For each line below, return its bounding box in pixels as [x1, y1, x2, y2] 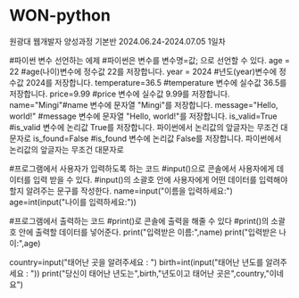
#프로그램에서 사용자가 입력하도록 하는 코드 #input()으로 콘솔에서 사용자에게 [9, 162, 275, 174]
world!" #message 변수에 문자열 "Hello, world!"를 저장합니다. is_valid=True [9, 111, 278, 121]
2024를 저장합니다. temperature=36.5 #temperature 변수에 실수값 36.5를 [25, 77, 287, 87]
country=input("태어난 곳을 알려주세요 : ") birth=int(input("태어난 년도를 [9, 256, 264, 268]
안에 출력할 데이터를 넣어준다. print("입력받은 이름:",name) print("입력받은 [18, 227, 278, 237]
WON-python [9, 5, 112, 26]
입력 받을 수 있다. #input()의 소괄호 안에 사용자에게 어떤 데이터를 [32, 174, 257, 185]
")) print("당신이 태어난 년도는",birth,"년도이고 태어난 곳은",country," [29, 268, 270, 278]
